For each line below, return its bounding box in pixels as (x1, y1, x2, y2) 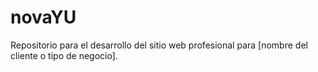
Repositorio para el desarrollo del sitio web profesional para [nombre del (10, 39, 308, 51)
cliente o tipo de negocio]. (10, 49, 118, 61)
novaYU (10, 6, 77, 29)
